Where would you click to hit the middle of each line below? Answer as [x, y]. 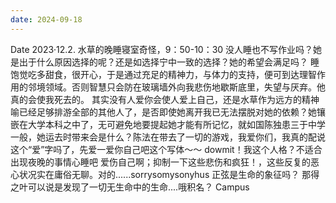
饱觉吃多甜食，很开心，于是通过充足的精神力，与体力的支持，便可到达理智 [163, 74]
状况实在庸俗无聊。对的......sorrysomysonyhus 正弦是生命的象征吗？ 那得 [169, 174]
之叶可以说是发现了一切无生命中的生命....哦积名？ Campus [130, 187]
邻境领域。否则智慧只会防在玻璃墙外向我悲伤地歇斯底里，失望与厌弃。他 [176, 87]
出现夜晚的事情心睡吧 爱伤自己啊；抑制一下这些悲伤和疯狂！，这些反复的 [160, 162]
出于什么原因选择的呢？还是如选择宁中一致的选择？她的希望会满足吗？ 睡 [169, 62]
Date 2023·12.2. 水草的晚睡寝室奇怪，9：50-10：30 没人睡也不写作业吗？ [162, 49]
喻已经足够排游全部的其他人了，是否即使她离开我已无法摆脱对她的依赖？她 [163, 112]
